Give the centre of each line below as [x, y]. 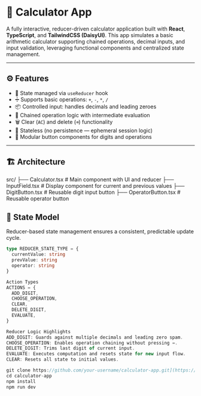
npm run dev [21, 387]
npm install [21, 381]
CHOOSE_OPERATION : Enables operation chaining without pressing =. [92, 343]
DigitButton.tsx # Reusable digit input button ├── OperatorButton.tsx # [93, 192]
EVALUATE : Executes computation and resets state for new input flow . [96, 354]
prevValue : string [35, 260]
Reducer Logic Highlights [38, 331]
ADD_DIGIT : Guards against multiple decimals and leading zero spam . [95, 337]
